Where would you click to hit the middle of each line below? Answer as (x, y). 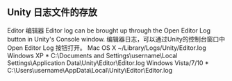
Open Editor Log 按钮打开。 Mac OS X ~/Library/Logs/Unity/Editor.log (107, 48)
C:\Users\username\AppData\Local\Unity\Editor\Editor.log (90, 70)
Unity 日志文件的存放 (52, 12)
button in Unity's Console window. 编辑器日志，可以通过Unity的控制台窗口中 (116, 39)
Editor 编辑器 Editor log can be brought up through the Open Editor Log (109, 30)
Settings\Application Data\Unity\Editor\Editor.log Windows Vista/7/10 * (108, 63)
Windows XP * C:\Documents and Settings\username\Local (92, 55)
